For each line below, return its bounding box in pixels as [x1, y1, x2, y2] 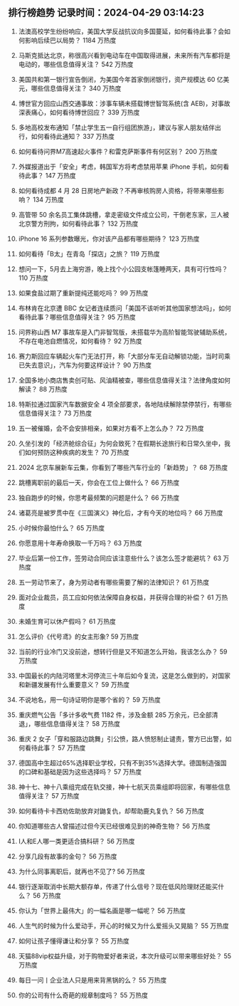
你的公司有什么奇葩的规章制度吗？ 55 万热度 [18, 990, 149, 999]
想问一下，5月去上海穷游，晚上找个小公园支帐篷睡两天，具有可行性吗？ [18, 264, 228, 273]
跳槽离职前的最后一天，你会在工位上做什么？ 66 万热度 [18, 478, 180, 486]
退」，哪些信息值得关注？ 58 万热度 [18, 719, 120, 728]
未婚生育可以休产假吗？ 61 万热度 [18, 617, 117, 625]
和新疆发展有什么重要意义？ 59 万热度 [18, 680, 130, 688]
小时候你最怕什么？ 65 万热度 [18, 523, 105, 532]
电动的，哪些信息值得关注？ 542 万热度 [18, 60, 134, 68]
